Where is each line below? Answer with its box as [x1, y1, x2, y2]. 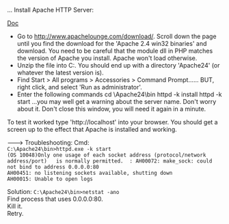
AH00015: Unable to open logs [7, 176, 94, 182]
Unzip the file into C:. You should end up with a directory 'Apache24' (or [16, 61, 220, 69]
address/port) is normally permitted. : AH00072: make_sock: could [7, 158, 213, 165]
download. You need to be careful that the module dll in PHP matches [16, 47, 213, 55]
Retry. [7, 210, 24, 217]
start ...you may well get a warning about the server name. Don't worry [16, 98, 217, 105]
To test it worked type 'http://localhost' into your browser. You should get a [7, 118, 218, 126]
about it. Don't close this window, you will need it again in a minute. [16, 105, 206, 113]
